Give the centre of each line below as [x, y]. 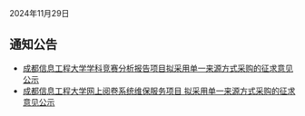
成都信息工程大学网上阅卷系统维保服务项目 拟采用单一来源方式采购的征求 [159, 91]
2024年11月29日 [39, 13]
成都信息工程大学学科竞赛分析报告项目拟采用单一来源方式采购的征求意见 [157, 68]
